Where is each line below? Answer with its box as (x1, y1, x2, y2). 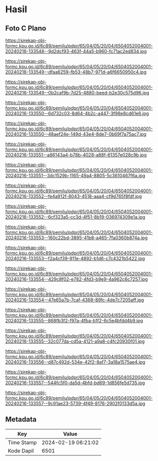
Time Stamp (8, 439, 37, 446)
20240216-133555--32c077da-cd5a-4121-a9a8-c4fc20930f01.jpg (5, 338, 145, 344)
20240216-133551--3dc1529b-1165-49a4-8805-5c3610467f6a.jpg (5, 172, 145, 178)
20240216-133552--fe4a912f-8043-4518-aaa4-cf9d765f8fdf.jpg (5, 193, 142, 199)
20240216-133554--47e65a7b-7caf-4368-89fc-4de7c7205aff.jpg (5, 297, 144, 303)
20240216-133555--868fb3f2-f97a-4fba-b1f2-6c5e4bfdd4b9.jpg (5, 318, 143, 323)
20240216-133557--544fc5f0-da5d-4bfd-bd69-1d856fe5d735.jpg (5, 380, 145, 386)
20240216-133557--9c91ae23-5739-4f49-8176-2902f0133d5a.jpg (5, 400, 145, 406)
